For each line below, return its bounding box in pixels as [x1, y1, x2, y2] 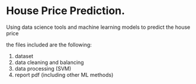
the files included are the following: [6, 41, 92, 48]
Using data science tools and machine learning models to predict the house [6, 23, 191, 31]
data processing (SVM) [14, 65, 72, 72]
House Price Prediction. [6, 4, 126, 18]
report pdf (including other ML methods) [14, 71, 114, 78]
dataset [14, 52, 34, 59]
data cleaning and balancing [14, 59, 84, 66]
